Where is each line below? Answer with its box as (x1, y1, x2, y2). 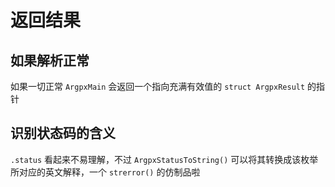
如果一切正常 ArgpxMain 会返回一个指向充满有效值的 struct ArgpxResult (10, 81, 306, 92)
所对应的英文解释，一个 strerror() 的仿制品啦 (10, 166, 201, 178)
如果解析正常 (10, 52, 90, 69)
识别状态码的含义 (10, 125, 116, 142)
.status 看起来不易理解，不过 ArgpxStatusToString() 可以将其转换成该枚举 (10, 153, 319, 165)
